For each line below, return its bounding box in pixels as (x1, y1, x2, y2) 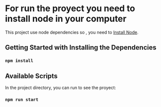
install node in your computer (5, 13, 127, 24)
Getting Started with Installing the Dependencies (5, 43, 157, 52)
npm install (5, 58, 34, 64)
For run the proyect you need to (5, 3, 136, 14)
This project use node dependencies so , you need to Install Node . (5, 29, 139, 35)
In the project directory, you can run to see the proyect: (5, 85, 116, 90)
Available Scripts (5, 71, 58, 80)
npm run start (5, 97, 39, 102)
